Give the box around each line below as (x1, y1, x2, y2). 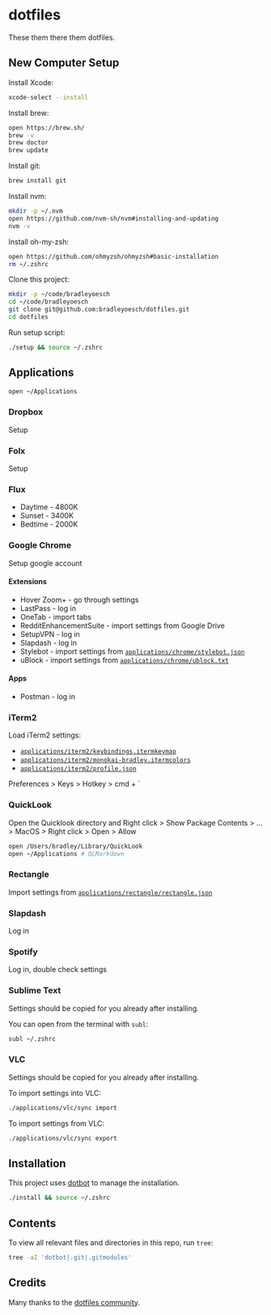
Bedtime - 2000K (19, 519, 78, 529)
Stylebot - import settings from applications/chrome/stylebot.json (19, 647, 245, 656)
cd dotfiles (8, 313, 49, 321)
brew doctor (8, 139, 49, 147)
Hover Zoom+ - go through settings (19, 595, 139, 604)
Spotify (8, 946, 38, 957)
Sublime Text (8, 985, 61, 996)
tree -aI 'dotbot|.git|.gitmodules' (8, 1253, 132, 1261)
